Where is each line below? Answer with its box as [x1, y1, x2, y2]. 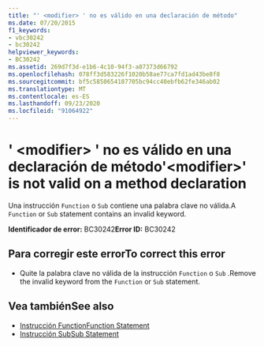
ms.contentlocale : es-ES [8, 92, 90, 100]
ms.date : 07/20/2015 [8, 19, 76, 27]
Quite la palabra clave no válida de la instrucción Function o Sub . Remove [19, 268, 256, 277]
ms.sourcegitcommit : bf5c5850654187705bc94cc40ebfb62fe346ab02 [8, 77, 221, 85]
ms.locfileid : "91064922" [8, 107, 93, 115]
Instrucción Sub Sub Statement [19, 329, 120, 338]
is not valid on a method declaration [8, 175, 247, 193]
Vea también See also [8, 299, 114, 313]
